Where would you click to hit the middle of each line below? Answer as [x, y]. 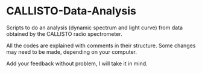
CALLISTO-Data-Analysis [71, 11]
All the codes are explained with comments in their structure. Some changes [101, 45]
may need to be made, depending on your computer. [72, 51]
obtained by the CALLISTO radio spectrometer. [64, 34]
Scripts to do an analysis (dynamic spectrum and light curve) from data [94, 28]
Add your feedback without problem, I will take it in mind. [77, 63]
